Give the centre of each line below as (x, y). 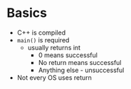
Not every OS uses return (54, 77)
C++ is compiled (41, 32)
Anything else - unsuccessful (81, 70)
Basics (27, 13)
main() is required (43, 40)
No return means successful (80, 62)
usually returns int (54, 47)
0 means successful (68, 55)
